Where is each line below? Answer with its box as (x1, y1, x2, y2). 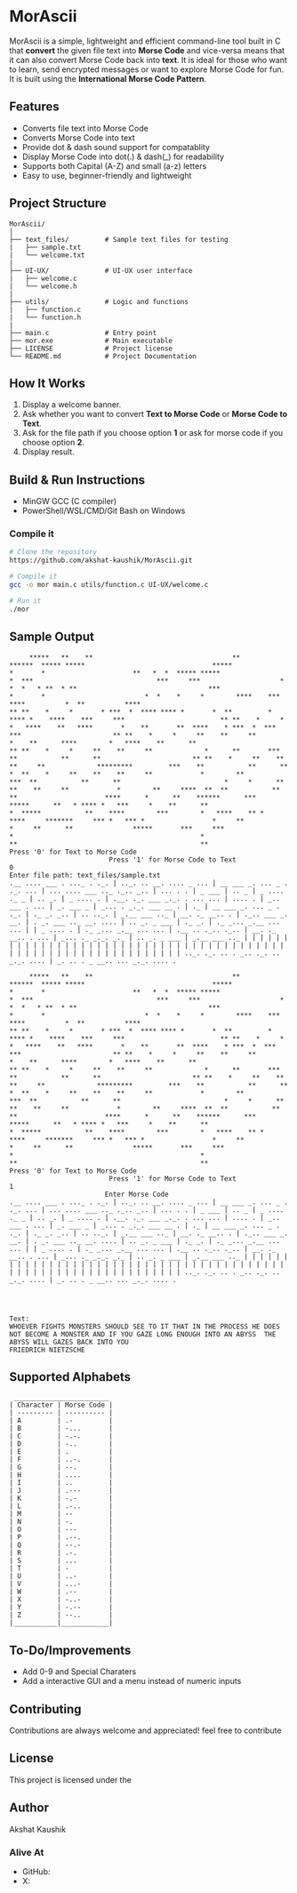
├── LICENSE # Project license (9, 344, 173, 353)
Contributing (9, 1701, 82, 1717)
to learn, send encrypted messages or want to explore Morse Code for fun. (9, 64, 285, 75)
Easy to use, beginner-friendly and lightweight (21, 170, 192, 180)
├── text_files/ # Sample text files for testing (9, 235, 229, 244)
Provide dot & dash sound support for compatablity (21, 141, 211, 152)
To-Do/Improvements (9, 1642, 132, 1657)
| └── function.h (9, 313, 82, 322)
